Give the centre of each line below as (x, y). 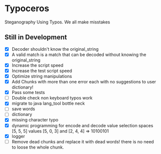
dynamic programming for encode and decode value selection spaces (82, 125)
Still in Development (36, 37)
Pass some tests (28, 93)
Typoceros (27, 9)
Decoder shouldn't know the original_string (55, 49)
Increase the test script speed (42, 71)
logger (18, 136)
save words (23, 109)
